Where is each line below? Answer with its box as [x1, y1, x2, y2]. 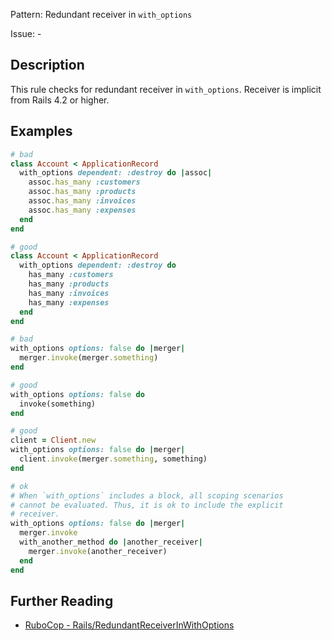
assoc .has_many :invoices [28, 196, 137, 206]
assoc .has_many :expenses [28, 205, 137, 215]
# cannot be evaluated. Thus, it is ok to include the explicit [10, 500, 284, 510]
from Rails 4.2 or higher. [10, 94, 110, 106]
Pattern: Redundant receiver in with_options [10, 9, 193, 20]
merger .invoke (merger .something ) [19, 353, 159, 363]
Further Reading [10, 592, 114, 609]
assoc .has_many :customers [28, 177, 141, 188]
